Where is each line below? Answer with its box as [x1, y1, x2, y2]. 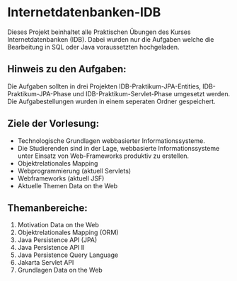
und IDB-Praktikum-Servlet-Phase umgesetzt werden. [72, 89, 231, 98]
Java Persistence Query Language [17, 251, 119, 259]
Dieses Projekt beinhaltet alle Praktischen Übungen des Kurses [7, 28, 191, 36]
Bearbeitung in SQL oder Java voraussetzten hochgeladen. [7, 42, 180, 51]
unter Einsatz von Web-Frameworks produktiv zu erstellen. [17, 151, 190, 160]
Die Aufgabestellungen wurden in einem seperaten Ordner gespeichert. [7, 97, 216, 105]
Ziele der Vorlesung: [7, 117, 100, 130]
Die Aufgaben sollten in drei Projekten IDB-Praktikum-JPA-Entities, [7, 82, 202, 91]
